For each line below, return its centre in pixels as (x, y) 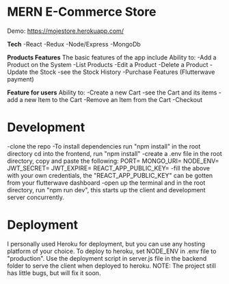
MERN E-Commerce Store (82, 12)
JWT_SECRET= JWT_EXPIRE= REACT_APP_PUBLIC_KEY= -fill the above (109, 168)
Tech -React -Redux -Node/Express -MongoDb (74, 44)
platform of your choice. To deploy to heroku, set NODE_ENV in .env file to (112, 251)
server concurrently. (36, 197)
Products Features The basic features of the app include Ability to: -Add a (112, 57)
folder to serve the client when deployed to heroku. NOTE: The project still (112, 266)
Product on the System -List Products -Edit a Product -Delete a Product (108, 64)
